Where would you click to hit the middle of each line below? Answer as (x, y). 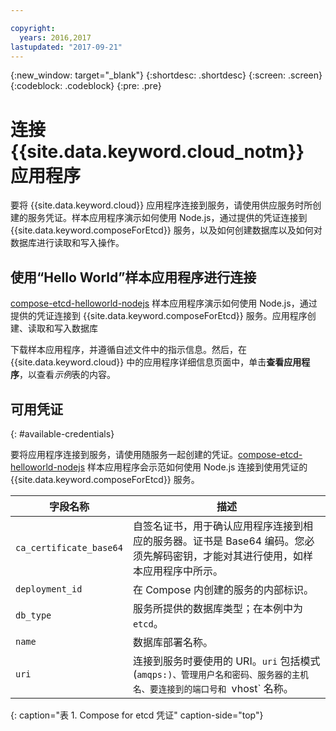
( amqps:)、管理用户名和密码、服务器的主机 (220, 674)
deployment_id (49, 589)
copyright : (33, 28)
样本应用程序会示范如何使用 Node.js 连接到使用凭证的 (197, 467)
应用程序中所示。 (182, 571)
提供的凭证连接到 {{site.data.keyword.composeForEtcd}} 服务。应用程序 (159, 316)
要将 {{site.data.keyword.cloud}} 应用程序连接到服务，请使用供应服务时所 (161, 205)
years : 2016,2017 (55, 37)
